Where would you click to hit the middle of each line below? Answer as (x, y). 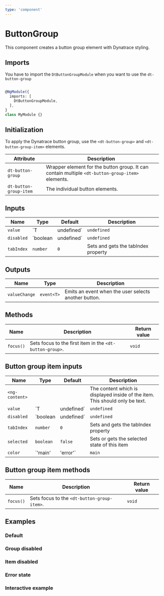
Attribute (24, 159)
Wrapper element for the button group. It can (97, 167)
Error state (18, 575)
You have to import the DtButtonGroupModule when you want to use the (76, 74)
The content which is (114, 388)
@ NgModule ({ (17, 92)
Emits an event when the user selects (107, 292)
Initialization (24, 130)
